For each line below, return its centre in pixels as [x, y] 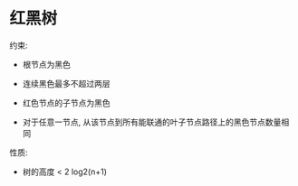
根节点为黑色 [46, 64]
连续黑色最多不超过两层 [66, 83]
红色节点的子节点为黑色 [66, 102]
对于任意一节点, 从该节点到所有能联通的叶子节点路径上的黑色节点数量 [152, 122]
